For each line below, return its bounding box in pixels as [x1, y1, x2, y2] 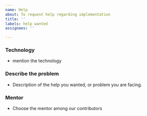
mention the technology [12, 58, 61, 64]
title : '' [5, 16, 26, 21]
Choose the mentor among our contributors [12, 106, 102, 112]
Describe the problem [5, 70, 59, 77]
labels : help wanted [5, 21, 48, 26]
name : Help [5, 7, 28, 12]
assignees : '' [5, 26, 35, 31]
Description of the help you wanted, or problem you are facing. [12, 82, 142, 88]
